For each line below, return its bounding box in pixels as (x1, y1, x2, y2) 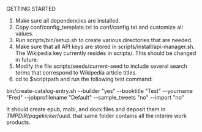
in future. (15, 56, 39, 63)
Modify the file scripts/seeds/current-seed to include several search (15, 62, 188, 70)
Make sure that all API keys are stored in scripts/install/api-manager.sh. (15, 43, 195, 50)
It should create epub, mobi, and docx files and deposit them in (6, 106, 166, 112)
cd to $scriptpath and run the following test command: (15, 76, 153, 82)
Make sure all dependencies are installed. (15, 17, 121, 24)
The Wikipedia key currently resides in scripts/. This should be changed (15, 50, 196, 57)
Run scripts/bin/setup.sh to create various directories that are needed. (15, 37, 193, 43)
